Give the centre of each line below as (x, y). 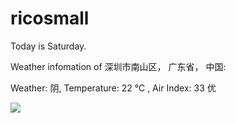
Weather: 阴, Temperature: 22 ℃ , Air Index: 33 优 (113, 88)
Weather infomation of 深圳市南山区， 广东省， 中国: (118, 66)
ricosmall (50, 18)
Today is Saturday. (48, 46)
